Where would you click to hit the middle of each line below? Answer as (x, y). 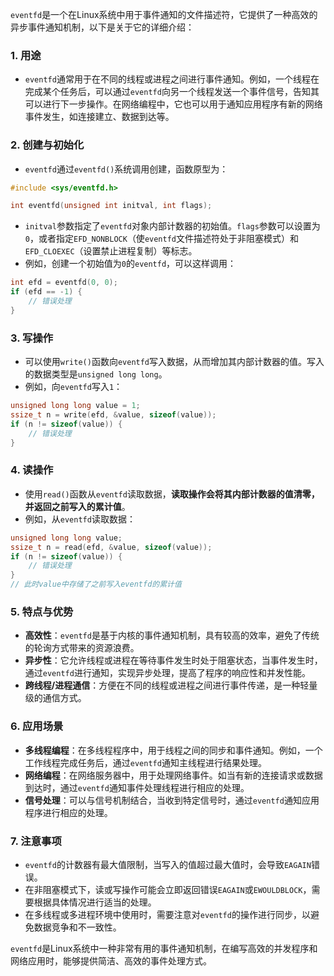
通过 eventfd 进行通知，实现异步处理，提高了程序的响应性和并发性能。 (167, 673)
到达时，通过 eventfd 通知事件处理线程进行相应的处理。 (137, 787)
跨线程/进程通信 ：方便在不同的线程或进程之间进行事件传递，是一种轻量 (171, 685)
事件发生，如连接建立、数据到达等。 (99, 117)
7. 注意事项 (36, 841)
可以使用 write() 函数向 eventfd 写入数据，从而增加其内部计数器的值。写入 (174, 362)
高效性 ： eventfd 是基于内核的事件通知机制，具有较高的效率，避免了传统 (172, 635)
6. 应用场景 (37, 726)
